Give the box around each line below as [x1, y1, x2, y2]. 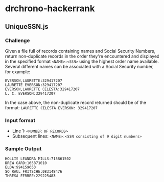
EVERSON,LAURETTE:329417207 [5, 78, 63, 83]
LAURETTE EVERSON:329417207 [5, 82, 63, 87]
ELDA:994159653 [5, 165, 36, 170]
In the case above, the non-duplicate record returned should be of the [5, 100, 146, 105]
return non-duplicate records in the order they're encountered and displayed [5, 53, 160, 59]
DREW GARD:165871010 [5, 161, 47, 166]
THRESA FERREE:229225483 [5, 174, 56, 179]
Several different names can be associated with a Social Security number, [5, 63, 154, 69]
